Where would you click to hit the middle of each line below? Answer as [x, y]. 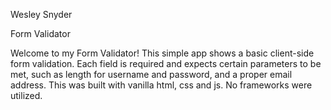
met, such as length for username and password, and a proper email [151, 74]
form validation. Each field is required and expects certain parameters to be [166, 63]
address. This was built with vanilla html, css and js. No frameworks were [161, 85]
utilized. [26, 95]
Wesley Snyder [41, 14]
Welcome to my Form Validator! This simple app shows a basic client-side [162, 53]
